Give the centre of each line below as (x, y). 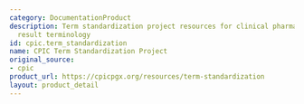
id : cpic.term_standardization (68, 43)
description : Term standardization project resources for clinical (139, 26)
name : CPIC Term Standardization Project (89, 52)
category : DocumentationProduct (70, 18)
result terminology (54, 34)
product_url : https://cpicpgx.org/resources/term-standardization (137, 77)
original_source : (42, 60)
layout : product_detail (54, 85)
